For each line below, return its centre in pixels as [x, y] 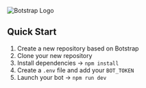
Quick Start [32, 32]
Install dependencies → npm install [68, 63]
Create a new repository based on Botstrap [78, 48]
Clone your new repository [54, 55]
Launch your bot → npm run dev [62, 77]
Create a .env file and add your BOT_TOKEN [75, 70]
